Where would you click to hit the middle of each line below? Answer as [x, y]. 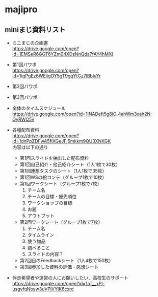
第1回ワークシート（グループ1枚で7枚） [61, 184]
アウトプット [41, 216]
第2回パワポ [25, 86]
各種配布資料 [25, 130]
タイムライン [41, 235]
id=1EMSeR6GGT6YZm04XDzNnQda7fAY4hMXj [62, 54]
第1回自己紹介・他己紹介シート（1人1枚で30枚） [70, 164]
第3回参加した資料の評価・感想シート [59, 267]
